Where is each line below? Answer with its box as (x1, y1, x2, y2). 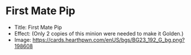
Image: (14, 36, 32, 43)
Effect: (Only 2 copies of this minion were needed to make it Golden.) (14, 30, 184, 37)
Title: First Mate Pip (14, 24, 62, 31)
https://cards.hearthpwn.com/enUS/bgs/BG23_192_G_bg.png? (32, 36, 185, 43)
